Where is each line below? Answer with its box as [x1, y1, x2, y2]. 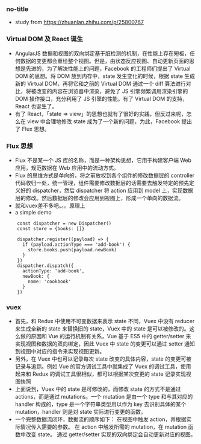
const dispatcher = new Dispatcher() [17, 220, 112, 227]
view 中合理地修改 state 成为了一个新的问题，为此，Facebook [26, 117, 181, 125]
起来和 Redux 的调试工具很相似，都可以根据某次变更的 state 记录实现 [14, 370, 187, 378]
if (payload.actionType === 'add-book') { [22, 241, 131, 248]
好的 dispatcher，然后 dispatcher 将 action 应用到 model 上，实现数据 [20, 187, 194, 194]
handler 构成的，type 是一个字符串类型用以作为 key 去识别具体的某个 [14, 401, 187, 408]
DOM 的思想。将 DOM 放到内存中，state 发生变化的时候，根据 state [14, 72, 184, 80]
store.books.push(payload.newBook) [28, 246, 117, 253]
